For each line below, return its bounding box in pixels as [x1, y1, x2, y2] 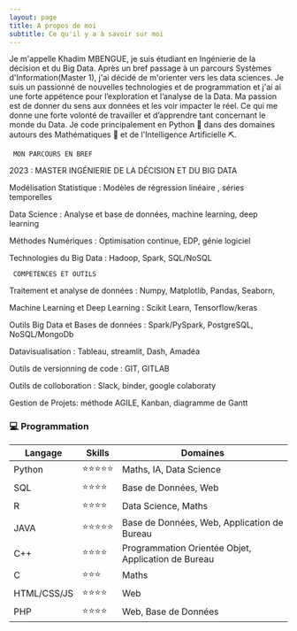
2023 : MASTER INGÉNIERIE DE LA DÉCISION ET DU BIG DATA [9, 165, 238, 176]
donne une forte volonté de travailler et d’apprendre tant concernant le [9, 110, 266, 120]
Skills [86, 446, 110, 458]
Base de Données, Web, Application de [122, 516, 284, 528]
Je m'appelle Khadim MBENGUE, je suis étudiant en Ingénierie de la [9, 54, 256, 65]
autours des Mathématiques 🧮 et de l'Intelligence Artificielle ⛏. [9, 129, 237, 140]
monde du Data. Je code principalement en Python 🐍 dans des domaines [9, 119, 276, 130]
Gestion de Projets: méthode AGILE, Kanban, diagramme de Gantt [9, 397, 248, 408]
